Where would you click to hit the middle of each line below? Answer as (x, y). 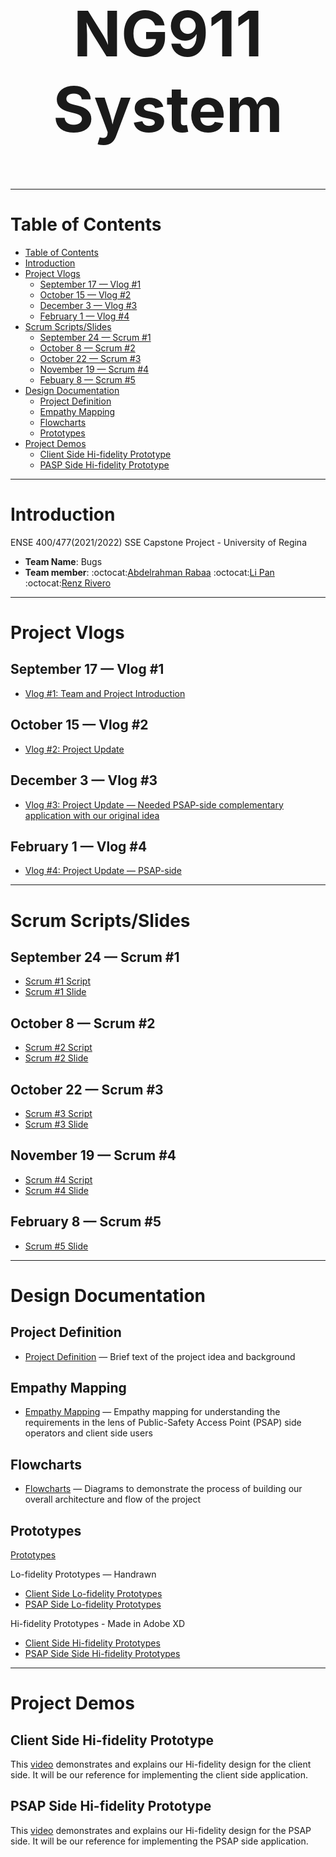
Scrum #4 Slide (56, 1190)
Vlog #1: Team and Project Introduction (105, 693)
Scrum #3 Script (58, 1113)
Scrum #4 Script (58, 1179)
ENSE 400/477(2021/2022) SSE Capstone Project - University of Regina (158, 542)
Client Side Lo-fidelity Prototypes (93, 1593)
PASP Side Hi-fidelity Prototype (104, 464)
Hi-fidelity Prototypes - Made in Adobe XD (98, 1623)
